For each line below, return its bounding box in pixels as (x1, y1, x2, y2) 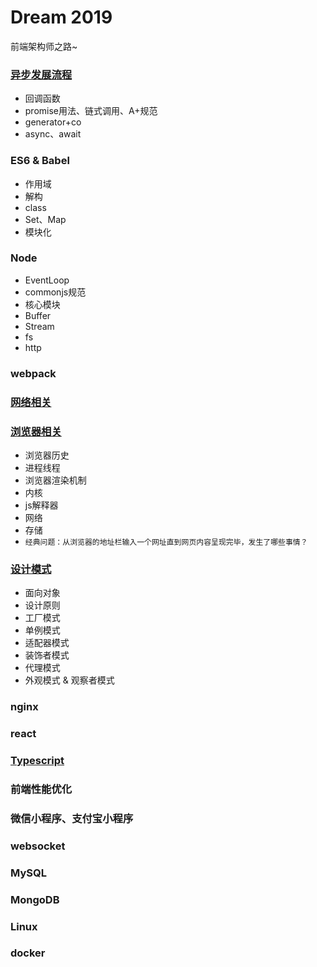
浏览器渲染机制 (24, 474, 87, 486)
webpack (10, 366, 57, 380)
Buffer (24, 309, 52, 321)
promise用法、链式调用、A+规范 (24, 105, 158, 117)
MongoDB (10, 892, 60, 906)
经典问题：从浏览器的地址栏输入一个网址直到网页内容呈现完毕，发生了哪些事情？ (24, 537, 308, 547)
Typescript (10, 754, 65, 768)
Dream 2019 (10, 6, 113, 29)
